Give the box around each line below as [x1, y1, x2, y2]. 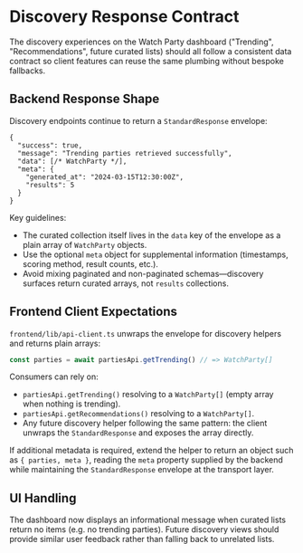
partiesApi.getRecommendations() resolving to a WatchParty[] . [22, 408, 255, 419]
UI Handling [9, 491, 77, 506]
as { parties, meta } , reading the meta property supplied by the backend [9, 454, 283, 465]
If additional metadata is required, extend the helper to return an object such [9, 445, 294, 456]
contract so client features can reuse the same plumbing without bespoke [9, 55, 285, 66]
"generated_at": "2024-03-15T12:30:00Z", [25, 172, 184, 182]
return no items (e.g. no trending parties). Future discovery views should [9, 524, 279, 535]
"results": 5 [25, 180, 75, 189]
